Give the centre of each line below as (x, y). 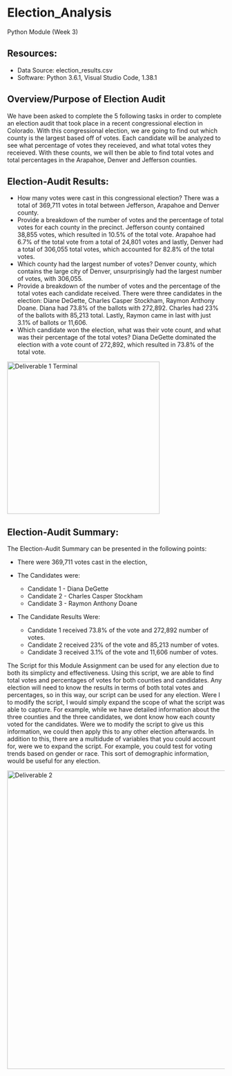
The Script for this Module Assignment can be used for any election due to (113, 666)
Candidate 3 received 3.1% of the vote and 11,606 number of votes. (123, 652)
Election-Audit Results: (58, 181)
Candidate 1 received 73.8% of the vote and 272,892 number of (118, 630)
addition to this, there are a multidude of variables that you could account (112, 739)
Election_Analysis (59, 13)
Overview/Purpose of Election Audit (86, 99)
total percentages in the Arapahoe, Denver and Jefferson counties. (102, 159)
